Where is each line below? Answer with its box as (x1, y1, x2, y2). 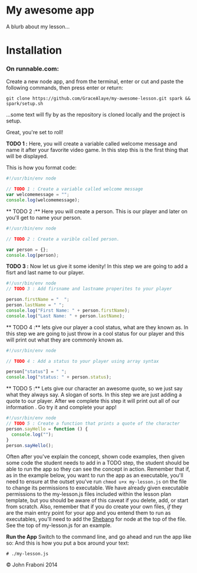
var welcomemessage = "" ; (6, 192, 69, 198)
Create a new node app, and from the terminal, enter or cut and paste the (6, 78, 184, 85)
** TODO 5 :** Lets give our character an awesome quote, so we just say (6, 385, 183, 392)
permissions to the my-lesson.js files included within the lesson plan (6, 491, 172, 498)
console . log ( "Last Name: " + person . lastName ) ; (6, 313, 125, 319)
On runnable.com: (6, 65, 59, 73)
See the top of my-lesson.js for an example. (6, 522, 112, 529)
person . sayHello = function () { (6, 426, 88, 432)
